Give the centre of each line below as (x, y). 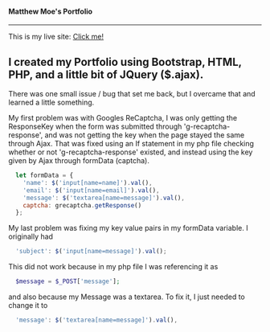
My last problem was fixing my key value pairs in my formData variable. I (128, 228)
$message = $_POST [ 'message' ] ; (68, 281)
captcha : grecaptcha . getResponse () (82, 205)
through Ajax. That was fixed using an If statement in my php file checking (131, 144)
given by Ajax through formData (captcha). (79, 161)
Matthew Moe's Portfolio (51, 11)
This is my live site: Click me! (56, 37)
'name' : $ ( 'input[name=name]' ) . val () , (88, 182)
